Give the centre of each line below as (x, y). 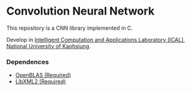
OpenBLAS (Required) (43, 75)
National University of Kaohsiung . (49, 46)
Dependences (28, 62)
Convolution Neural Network (81, 11)
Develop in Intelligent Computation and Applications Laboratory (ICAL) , (96, 39)
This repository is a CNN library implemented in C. (70, 28)
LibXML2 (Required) (40, 82)
